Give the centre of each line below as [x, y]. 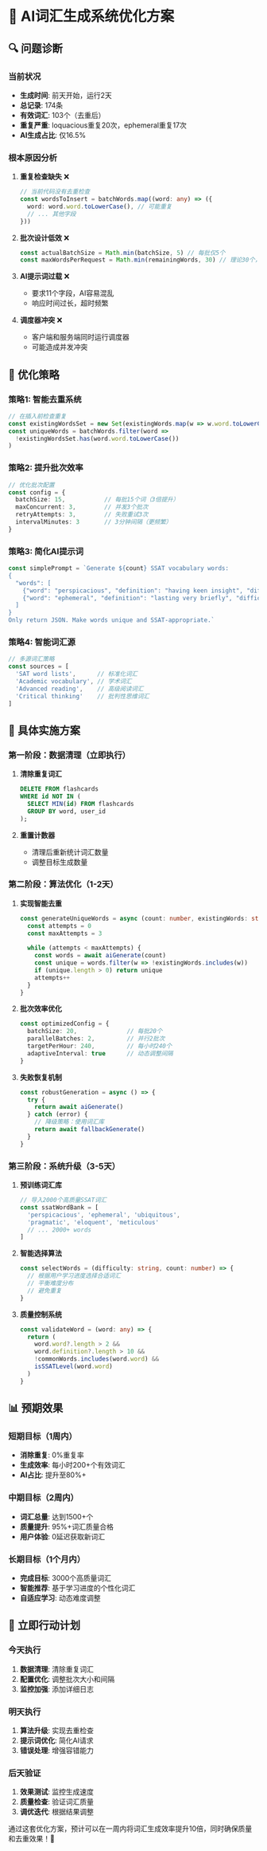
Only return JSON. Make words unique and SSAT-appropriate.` [112, 620]
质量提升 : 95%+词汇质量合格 [66, 1527]
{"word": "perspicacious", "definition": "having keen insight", [133, 591]
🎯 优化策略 [34, 374]
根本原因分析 [33, 158]
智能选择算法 [41, 1253]
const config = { [37, 492]
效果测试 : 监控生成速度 [56, 1792]
